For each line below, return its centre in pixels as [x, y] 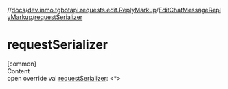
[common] [22, 64]
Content [19, 71]
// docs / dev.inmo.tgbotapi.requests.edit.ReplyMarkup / [83, 10]
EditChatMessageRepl [190, 10]
